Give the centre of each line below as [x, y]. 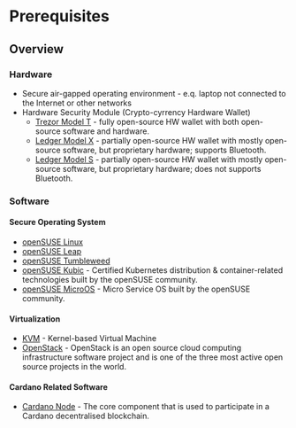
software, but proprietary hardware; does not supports [162, 168]
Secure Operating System [57, 222]
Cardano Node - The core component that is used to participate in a [145, 407]
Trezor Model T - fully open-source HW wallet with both [137, 121]
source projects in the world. [74, 367]
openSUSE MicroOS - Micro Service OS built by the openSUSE [136, 289]
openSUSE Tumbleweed [66, 261]
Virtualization [35, 319]
